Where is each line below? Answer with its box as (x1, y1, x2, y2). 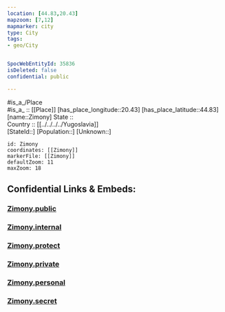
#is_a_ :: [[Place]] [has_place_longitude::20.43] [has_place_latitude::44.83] (7, 105, 219, 113)
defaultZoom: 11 (7, 159, 54, 166)
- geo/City (7, 42, 39, 49)
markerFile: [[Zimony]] (7, 153, 76, 159)
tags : (7, 36, 23, 43)
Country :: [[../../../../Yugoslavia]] (7, 120, 99, 128)
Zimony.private (7, 259, 60, 269)
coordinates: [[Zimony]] (7, 146, 78, 153)
